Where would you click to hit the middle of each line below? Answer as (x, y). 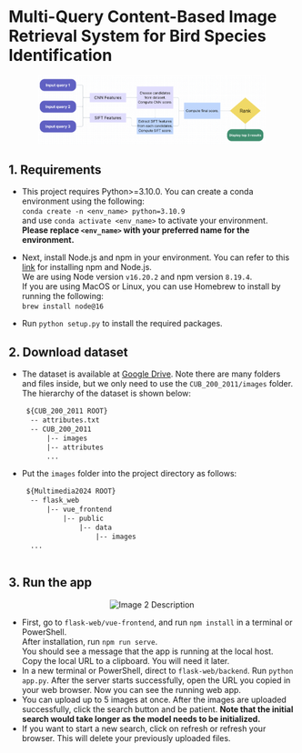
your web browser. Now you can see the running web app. (131, 689)
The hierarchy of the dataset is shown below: (106, 393)
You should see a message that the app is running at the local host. (147, 651)
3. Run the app (50, 582)
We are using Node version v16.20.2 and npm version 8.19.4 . (137, 277)
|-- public (83, 518)
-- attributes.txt (65, 420)
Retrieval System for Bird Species (137, 36)
